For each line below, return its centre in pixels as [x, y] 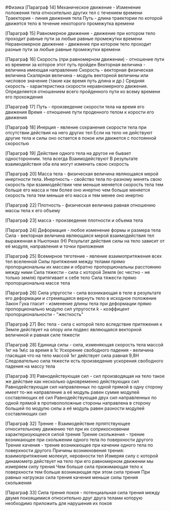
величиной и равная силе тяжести [42, 335]
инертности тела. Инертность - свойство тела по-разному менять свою [83, 179]
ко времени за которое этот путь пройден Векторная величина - [75, 65]
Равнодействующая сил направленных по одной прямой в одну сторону [84, 387]
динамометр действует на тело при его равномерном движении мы [79, 461]
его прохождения [24, 97]
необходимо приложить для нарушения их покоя [59, 503]
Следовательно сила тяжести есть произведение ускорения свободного [84, 361]
